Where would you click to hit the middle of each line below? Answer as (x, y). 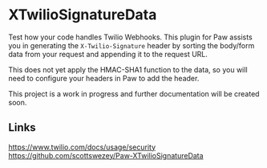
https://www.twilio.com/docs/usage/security (82, 147)
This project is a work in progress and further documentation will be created (134, 93)
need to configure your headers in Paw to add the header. (104, 78)
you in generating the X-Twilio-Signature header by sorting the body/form (131, 45)
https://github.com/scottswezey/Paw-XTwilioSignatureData (106, 155)
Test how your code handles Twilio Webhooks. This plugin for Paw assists (130, 37)
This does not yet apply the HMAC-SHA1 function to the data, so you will (128, 69)
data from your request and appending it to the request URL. (108, 54)
